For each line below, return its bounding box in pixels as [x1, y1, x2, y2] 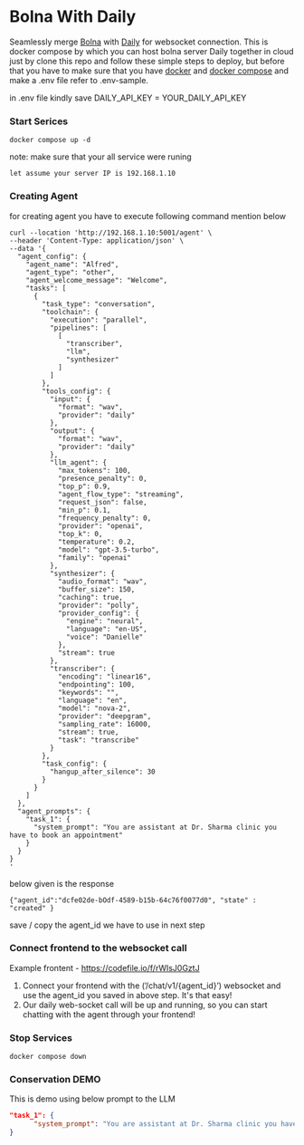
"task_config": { [42, 759, 107, 768]
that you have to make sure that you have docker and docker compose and [9, 65, 290, 76]
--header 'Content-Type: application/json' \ [9, 236, 184, 245]
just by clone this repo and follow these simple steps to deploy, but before [9, 55, 285, 66]
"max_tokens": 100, [57, 466, 131, 475]
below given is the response [9, 878, 115, 889]
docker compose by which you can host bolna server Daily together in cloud [9, 45, 294, 56]
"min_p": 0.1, [57, 505, 111, 515]
